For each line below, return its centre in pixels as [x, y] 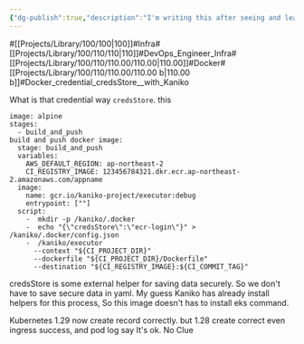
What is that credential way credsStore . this [90, 100]
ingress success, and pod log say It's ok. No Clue [102, 330]
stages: [24, 124]
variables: [38, 156]
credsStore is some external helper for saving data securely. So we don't [145, 283]
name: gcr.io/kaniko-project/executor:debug [111, 196]
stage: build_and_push [60, 148]
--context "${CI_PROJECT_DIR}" [92, 251]
